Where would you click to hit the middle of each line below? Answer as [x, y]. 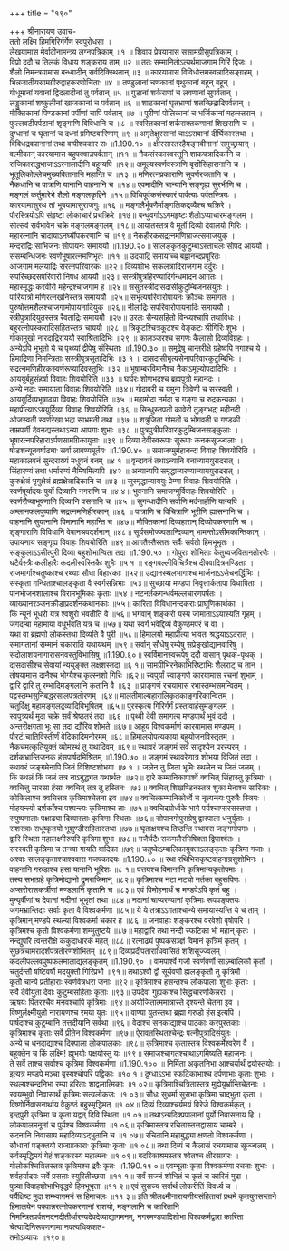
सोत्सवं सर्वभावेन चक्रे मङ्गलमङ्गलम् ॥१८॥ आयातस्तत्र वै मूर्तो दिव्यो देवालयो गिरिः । [129, 225]
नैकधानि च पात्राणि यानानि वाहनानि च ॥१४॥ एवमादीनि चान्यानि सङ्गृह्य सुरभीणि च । [129, 184]
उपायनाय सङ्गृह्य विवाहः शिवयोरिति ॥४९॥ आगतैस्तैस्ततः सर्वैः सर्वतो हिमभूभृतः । [122, 542]
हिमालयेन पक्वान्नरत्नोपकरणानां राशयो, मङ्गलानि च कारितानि [94, 1206]
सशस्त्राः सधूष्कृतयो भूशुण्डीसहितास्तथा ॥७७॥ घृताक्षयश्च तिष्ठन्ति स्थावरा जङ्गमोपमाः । [133, 829]
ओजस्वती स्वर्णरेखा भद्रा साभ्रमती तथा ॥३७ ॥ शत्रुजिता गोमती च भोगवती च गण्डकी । [129, 420]
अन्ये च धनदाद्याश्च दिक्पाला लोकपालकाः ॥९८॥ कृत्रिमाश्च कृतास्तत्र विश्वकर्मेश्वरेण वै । [132, 1043]
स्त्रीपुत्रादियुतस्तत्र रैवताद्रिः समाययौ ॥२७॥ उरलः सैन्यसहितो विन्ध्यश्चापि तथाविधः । [125, 318]
